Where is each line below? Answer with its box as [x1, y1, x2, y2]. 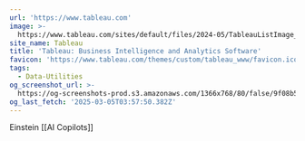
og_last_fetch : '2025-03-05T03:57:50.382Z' [9, 97, 177, 107]
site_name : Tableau [9, 38, 84, 48]
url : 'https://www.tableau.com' [9, 13, 132, 23]
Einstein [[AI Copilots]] [9, 122, 93, 133]
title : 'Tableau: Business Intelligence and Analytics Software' [9, 47, 261, 56]
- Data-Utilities [17, 72, 84, 81]
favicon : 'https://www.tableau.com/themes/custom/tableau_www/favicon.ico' [9, 55, 302, 64]
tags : [9, 64, 30, 73]
